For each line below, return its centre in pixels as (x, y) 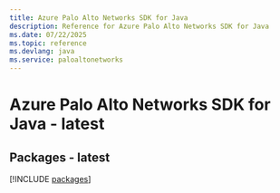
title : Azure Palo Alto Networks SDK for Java (99, 18)
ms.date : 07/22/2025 (48, 34)
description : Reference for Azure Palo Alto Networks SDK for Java (140, 26)
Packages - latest (60, 157)
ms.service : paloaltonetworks (67, 60)
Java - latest (57, 124)
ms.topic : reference (48, 43)
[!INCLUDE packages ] (50, 179)
